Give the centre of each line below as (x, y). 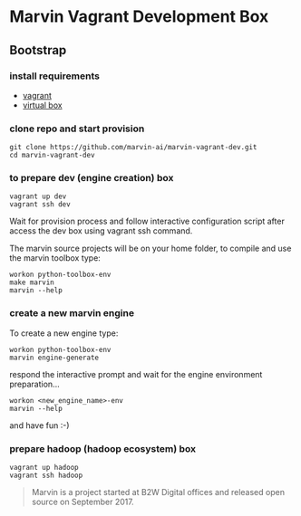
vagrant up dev (38, 196)
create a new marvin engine (72, 313)
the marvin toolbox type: (55, 258)
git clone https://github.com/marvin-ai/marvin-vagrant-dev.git (133, 148)
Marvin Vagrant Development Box (139, 17)
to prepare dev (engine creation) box (92, 178)
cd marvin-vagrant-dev (52, 156)
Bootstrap (38, 50)
